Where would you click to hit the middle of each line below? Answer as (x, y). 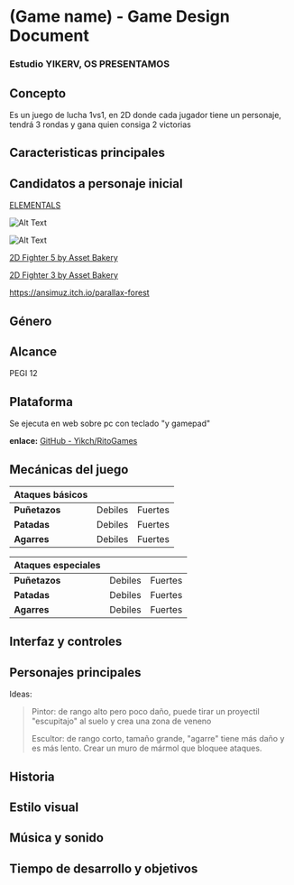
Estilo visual (44, 807)
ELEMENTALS (35, 206)
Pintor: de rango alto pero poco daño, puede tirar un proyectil (145, 712)
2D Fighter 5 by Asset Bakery (64, 258)
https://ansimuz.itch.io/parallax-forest (80, 293)
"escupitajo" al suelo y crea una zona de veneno (121, 721)
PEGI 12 (23, 373)
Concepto (37, 93)
